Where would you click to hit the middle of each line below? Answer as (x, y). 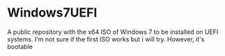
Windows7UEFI (52, 13)
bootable (20, 46)
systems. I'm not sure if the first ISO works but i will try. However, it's (106, 39)
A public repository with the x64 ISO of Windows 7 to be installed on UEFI (113, 32)
